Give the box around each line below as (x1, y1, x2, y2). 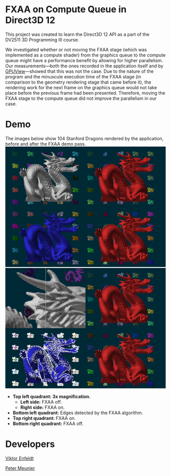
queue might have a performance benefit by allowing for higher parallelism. (5, 57, 163, 63)
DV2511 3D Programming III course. (5, 37, 79, 43)
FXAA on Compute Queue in (5, 4, 127, 15)
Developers (5, 438, 55, 450)
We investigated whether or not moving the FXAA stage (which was (5, 46, 147, 52)
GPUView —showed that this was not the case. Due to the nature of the (5, 68, 154, 74)
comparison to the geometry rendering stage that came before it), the (5, 79, 152, 85)
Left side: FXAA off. (20, 399, 62, 405)
